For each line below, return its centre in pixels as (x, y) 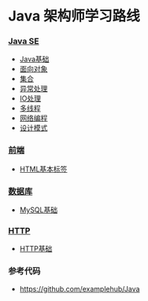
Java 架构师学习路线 (74, 16)
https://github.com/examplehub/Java (80, 288)
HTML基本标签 (43, 169)
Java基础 (34, 59)
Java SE (24, 42)
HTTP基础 (36, 249)
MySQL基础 (38, 210)
